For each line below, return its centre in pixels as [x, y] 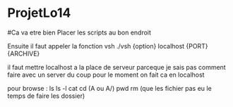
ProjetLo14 [39, 13]
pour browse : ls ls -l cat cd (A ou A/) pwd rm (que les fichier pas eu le [109, 88]
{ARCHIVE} [24, 53]
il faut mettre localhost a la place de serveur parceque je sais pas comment [116, 67]
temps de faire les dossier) [46, 96]
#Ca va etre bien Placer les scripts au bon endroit [79, 32]
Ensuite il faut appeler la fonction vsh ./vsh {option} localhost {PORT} [108, 46]
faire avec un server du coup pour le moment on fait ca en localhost [106, 75]
